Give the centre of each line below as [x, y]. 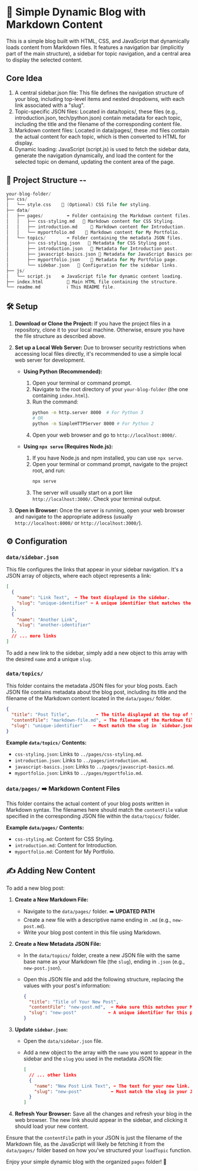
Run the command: [55, 402]
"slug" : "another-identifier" [54, 625]
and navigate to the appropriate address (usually [74, 516]
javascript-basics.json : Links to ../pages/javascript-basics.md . [95, 766]
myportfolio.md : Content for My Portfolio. [65, 851]
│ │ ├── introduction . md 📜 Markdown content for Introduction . [96, 227]
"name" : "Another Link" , [47, 620]
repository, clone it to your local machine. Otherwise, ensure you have [100, 330]
